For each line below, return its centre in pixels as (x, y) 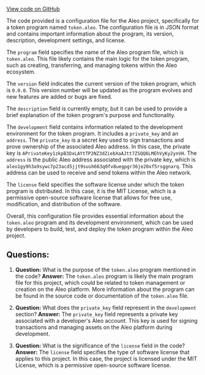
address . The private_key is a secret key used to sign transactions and (95, 140)
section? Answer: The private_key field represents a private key (97, 314)
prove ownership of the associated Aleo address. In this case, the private (99, 146)
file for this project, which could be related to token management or (100, 282)
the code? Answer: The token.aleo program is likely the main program (104, 276)
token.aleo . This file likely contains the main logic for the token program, (98, 59)
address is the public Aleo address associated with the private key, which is (101, 160)
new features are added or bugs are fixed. (59, 97)
